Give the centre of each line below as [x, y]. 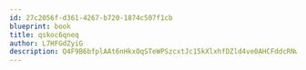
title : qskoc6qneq [44, 35]
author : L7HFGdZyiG [46, 43]
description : [34, 52]
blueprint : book [40, 26]
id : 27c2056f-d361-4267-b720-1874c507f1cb [91, 18]
